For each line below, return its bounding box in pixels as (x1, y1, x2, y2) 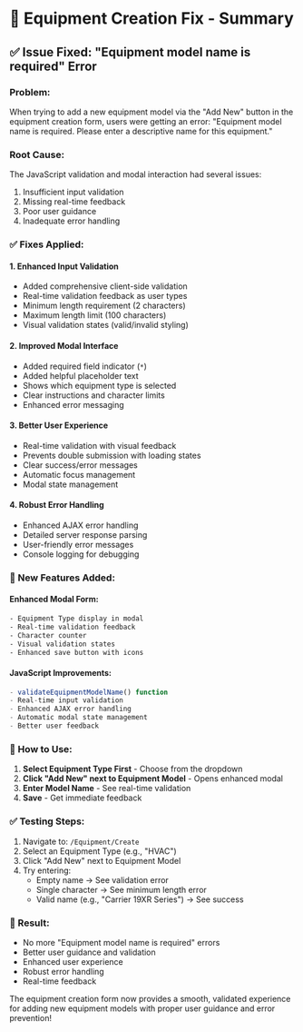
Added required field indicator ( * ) (22, 361, 148, 372)
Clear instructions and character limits (22, 390, 165, 401)
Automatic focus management (22, 469, 136, 480)
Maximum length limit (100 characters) (22, 310, 167, 321)
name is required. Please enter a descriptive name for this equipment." (9, 125, 273, 136)
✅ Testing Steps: (9, 815, 85, 828)
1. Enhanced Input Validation (9, 261, 120, 272)
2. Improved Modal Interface (9, 340, 119, 351)
